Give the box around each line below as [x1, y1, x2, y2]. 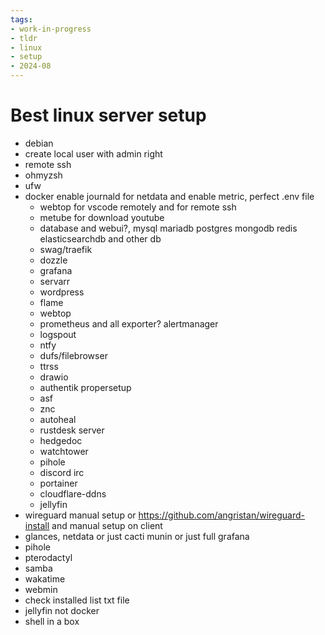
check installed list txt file [24, 594, 130, 606]
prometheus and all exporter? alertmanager [39, 317, 219, 330]
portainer [39, 477, 78, 489]
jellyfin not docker [24, 604, 100, 616]
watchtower [39, 445, 89, 457]
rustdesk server [39, 424, 105, 436]
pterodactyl [24, 551, 73, 563]
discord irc [39, 466, 85, 478]
